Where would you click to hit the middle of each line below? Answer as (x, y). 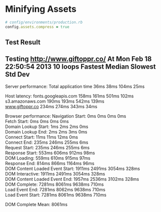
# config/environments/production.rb (44, 22)
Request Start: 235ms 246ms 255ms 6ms (47, 147)
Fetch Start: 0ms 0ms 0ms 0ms (37, 121)
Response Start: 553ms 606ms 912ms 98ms (50, 153)
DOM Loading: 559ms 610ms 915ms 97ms (48, 158)
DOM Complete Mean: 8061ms (36, 204)
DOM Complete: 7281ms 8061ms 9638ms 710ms (55, 184)
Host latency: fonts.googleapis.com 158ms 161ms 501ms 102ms (70, 96)
